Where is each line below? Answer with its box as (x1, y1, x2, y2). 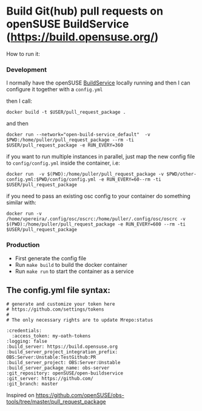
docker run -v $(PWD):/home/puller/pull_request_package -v (6, 171, 164, 178)
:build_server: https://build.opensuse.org (6, 344, 118, 350)
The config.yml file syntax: (6, 285, 110, 295)
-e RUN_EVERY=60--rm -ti (98, 176, 162, 183)
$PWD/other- (166, 171, 197, 178)
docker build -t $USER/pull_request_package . (6, 109, 126, 116)
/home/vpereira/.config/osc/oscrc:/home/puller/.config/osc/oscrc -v (6, 216, 186, 223)
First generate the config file (15, 254, 87, 262)
